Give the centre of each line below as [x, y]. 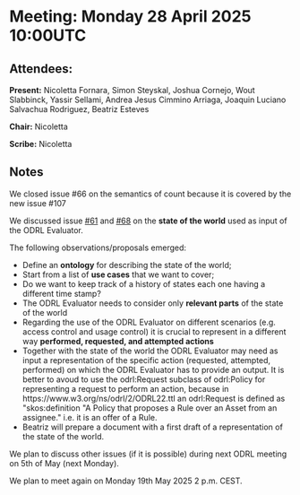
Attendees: [41, 69]
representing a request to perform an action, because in [125, 388]
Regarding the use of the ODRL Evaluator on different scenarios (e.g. [149, 322]
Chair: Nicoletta [39, 126]
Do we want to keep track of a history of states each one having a [144, 283]
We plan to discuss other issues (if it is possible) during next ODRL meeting [148, 454]
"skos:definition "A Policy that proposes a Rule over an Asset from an [150, 408]
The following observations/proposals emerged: [98, 247]
